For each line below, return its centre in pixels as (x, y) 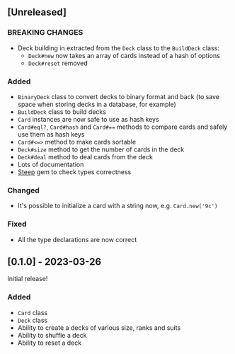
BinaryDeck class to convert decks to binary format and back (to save (119, 96)
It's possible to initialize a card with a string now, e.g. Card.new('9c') (117, 206)
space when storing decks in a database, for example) (97, 104)
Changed (24, 190)
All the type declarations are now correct (77, 239)
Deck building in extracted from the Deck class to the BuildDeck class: (118, 48)
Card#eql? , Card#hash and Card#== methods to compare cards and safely (122, 127)
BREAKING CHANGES (45, 33)
